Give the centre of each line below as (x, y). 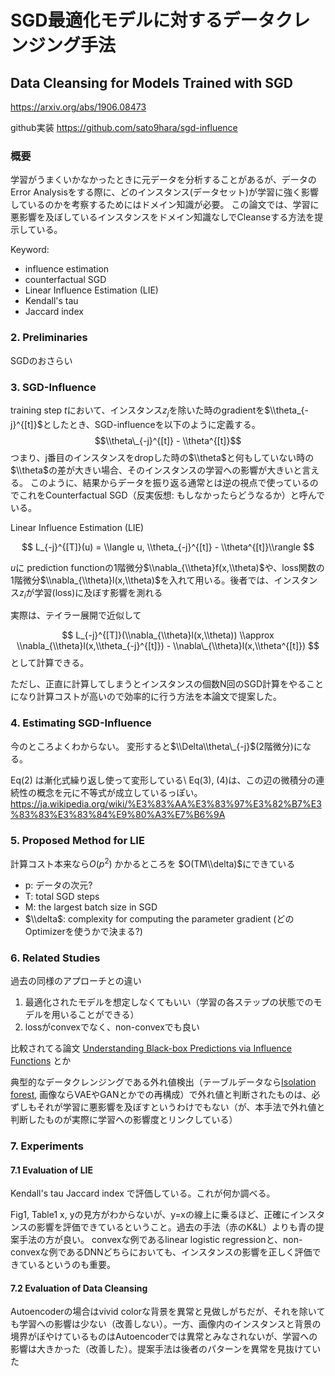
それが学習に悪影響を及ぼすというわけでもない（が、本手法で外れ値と (181, 1107)
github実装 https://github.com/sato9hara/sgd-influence (124, 127)
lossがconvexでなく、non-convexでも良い (112, 1027)
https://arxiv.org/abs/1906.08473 (78, 107)
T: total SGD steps (62, 896)
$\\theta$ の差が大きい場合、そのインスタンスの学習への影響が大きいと (156, 470)
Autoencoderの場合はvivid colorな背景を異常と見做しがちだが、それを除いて (168, 1312)
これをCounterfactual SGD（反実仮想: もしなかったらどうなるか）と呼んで (171, 495)
